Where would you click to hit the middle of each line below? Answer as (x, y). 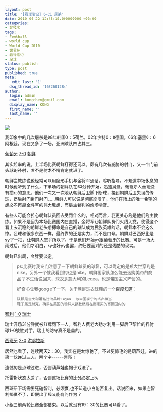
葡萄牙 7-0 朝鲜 (21, 153)
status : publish (21, 64)
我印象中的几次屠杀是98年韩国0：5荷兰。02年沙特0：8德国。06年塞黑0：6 (81, 137)
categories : (17, 23)
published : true (21, 73)
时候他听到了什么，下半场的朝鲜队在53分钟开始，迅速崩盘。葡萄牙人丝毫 (78, 187)
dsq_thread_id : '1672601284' (39, 86)
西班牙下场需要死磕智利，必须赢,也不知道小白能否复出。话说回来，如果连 (78, 388)
